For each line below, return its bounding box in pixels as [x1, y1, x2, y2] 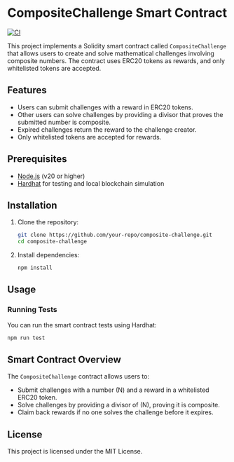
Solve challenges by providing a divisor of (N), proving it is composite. [17, 401, 221, 409]
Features [7, 84, 47, 96]
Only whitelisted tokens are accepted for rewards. [17, 133, 162, 141]
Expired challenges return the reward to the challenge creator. [17, 125, 197, 134]
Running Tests [7, 305, 57, 315]
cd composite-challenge [17, 238, 88, 245]
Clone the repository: [17, 218, 79, 226]
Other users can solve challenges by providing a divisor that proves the [17, 110, 223, 118]
